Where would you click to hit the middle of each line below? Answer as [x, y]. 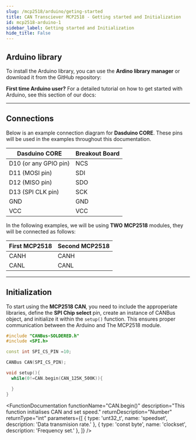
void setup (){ [23, 373]
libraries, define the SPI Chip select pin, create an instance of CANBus [91, 312]
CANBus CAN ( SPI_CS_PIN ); [36, 362]
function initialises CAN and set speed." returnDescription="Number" [89, 412]
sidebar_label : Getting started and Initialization [70, 28]
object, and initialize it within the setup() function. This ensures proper [91, 319]
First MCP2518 [31, 246]
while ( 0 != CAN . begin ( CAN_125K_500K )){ [57, 378]
